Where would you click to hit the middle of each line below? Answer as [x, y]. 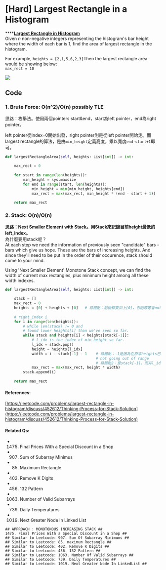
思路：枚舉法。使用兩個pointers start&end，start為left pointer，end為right [81, 118]
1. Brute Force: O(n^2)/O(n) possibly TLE [54, 107]
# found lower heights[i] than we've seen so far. [76, 331]
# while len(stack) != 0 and [53, 326]
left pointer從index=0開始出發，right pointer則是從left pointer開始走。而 [78, 135]
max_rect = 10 [20, 68]
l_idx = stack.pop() [53, 345]
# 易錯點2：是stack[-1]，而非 [124, 363]
